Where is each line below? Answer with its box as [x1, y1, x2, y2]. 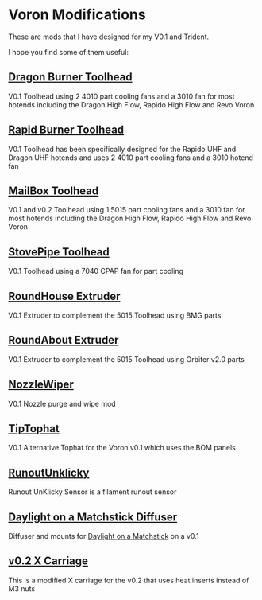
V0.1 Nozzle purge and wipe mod [8, 399, 117, 408]
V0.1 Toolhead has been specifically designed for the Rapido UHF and [8, 144, 237, 154]
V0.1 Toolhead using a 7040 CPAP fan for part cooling [8, 267, 184, 276]
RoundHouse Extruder [8, 289, 121, 303]
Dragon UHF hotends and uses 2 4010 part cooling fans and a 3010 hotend [8, 153, 254, 162]
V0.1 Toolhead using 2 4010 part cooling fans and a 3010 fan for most [8, 92, 235, 101]
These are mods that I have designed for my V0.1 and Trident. [8, 32, 210, 41]
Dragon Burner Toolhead [8, 70, 133, 84]
